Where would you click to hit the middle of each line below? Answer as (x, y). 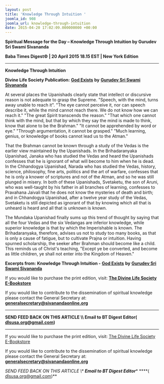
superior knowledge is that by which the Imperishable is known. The (74, 228)
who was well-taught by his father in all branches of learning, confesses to (80, 187)
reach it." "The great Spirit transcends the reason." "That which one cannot (81, 115)
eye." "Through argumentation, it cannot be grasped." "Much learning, (76, 131)
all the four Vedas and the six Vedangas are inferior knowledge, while (75, 223)
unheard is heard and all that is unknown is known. (56, 208)
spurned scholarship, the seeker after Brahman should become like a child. (80, 244)
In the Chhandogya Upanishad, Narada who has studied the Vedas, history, (81, 166)
